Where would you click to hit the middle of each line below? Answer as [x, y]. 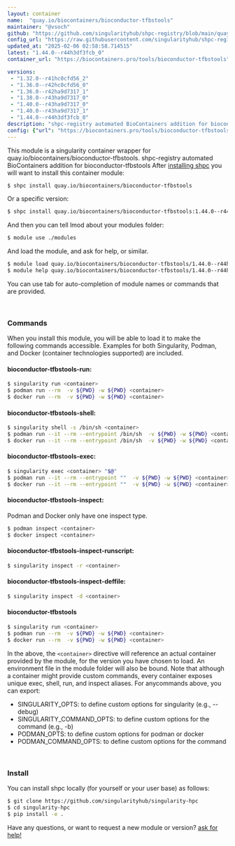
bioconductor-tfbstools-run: [50, 369]
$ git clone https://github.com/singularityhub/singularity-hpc [103, 801]
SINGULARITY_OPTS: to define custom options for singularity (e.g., [114, 704]
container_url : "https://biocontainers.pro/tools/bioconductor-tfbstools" [119, 59]
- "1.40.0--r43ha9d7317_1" [50, 111]
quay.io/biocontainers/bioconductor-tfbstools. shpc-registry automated [110, 157]
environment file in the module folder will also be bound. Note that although [116, 668]
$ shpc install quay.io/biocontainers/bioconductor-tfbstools [100, 185]
